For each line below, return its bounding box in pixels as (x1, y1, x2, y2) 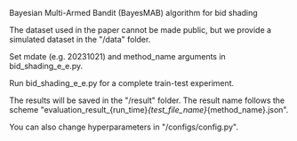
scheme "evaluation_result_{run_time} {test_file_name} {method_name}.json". (9, 105, 289, 114)
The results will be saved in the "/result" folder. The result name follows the (9, 95, 285, 106)
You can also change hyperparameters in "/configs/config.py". (9, 121, 238, 132)
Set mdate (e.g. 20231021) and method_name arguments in (9, 51, 227, 61)
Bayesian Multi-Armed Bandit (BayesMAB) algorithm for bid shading (9, 8, 258, 18)
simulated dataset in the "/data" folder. (9, 35, 151, 44)
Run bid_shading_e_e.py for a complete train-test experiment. (9, 78, 235, 88)
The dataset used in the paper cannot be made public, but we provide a (9, 25, 272, 35)
